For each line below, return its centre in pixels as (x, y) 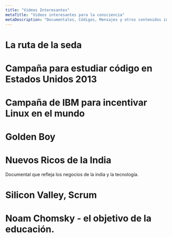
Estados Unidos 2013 (51, 79)
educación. (30, 230)
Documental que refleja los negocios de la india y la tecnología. (72, 175)
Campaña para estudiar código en (79, 68)
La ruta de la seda (44, 45)
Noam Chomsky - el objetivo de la (79, 219)
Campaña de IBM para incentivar (76, 102)
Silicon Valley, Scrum (51, 195)
